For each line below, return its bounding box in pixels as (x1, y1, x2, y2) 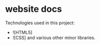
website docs (5, 3, 62, 15)
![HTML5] (12, 29, 32, 35)
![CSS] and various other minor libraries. (12, 35, 96, 41)
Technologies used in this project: (5, 20, 75, 26)
